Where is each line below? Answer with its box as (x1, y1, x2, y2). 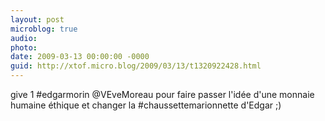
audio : (10, 33, 38, 43)
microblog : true (10, 24, 78, 34)
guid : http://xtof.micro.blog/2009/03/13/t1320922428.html (10, 61, 262, 71)
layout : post (10, 14, 65, 25)
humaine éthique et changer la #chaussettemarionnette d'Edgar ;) (10, 99, 282, 111)
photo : (10, 42, 38, 53)
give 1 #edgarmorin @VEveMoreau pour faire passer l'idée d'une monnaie (10, 89, 315, 100)
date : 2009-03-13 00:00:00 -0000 (10, 52, 150, 62)
